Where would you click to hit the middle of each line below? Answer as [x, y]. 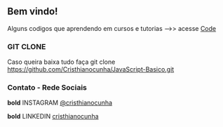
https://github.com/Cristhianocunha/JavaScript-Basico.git [91, 69]
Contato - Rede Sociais [47, 88]
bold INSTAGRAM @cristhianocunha [60, 103]
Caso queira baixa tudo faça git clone [61, 62]
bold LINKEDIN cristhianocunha [53, 116]
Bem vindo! [33, 12]
